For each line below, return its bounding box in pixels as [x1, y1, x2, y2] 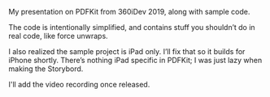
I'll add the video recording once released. [8, 80, 150, 89]
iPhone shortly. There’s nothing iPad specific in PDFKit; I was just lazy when [8, 56, 263, 65]
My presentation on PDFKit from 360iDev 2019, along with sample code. [8, 7, 250, 16]
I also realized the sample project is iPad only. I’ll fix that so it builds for [8, 47, 246, 56]
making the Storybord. [8, 64, 84, 74]
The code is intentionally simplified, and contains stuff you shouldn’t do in [8, 23, 255, 32]
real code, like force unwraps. [8, 32, 108, 40]
